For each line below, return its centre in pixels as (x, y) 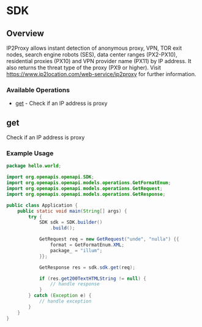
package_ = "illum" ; (76, 250)
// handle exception (65, 301)
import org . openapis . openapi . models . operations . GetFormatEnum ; (89, 183)
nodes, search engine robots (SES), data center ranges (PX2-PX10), (92, 55)
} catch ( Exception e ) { (60, 296)
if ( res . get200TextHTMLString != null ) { (93, 279)
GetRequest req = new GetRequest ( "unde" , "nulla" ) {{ (109, 239)
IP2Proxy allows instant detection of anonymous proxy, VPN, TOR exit (94, 48)
